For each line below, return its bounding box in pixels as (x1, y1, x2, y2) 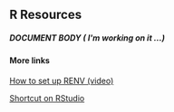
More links (9, 55, 50, 66)
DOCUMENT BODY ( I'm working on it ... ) (9, 32, 166, 43)
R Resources (9, 7, 82, 23)
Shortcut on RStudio (9, 92, 85, 103)
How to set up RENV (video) (9, 75, 114, 86)
